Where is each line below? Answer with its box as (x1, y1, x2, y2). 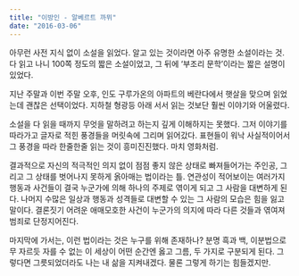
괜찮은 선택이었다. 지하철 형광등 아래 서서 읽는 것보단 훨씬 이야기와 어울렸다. (25, 99, 290, 110)
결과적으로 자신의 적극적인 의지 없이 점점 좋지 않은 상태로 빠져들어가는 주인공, (9, 160, 278, 171)
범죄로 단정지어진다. (9, 215, 79, 226)
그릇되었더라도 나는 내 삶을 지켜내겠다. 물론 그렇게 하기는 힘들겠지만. (32, 256, 271, 268)
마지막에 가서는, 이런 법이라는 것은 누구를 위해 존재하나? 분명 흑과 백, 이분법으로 (9, 234, 287, 246)
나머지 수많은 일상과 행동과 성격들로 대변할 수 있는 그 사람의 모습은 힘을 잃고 (21, 193, 286, 204)
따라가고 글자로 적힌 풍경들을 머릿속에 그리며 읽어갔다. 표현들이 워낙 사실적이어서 (9, 130, 291, 140)
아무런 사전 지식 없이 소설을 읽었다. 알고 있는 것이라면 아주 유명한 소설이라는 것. (9, 46, 286, 58)
